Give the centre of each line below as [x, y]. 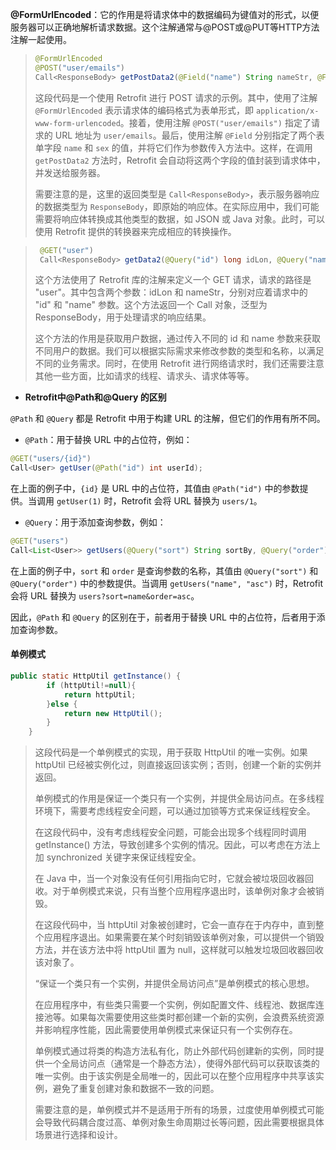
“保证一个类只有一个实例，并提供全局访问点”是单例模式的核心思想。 [174, 984]
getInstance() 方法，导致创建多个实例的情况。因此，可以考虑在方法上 [177, 845]
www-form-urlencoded [77, 123]
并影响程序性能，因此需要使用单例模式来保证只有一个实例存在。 [166, 1030]
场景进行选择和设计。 [78, 1135]
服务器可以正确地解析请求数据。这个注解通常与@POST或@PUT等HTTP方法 [165, 27]
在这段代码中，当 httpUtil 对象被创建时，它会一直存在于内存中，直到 [175, 925]
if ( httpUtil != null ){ [91, 685]
